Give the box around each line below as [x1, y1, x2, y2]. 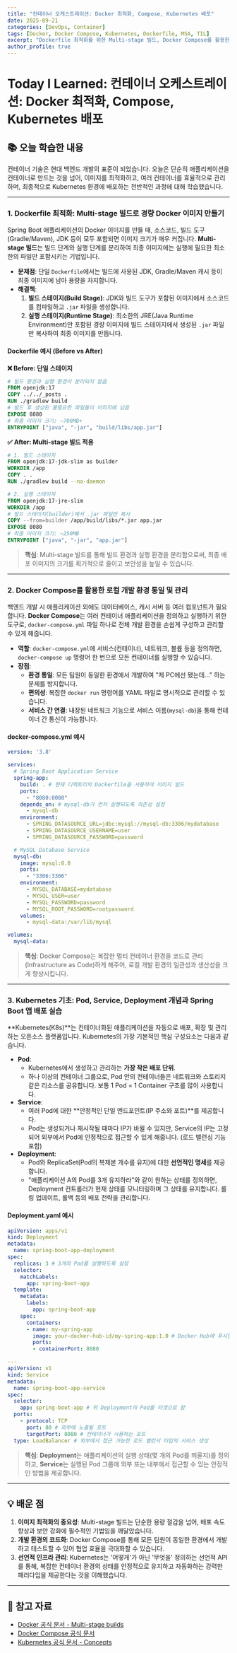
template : [13, 1286, 42, 1294]
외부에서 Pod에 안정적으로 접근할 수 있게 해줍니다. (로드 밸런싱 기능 [41, 1133, 226, 1142]
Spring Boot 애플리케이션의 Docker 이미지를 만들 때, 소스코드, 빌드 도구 [7, 226, 205, 234]
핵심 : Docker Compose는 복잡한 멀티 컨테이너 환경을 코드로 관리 [24, 952, 203, 960]
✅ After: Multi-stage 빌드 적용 [7, 438, 94, 446]
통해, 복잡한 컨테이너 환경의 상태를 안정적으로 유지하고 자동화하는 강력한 [25, 1562, 224, 1570]
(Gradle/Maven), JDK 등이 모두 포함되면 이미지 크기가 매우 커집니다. [7, 235, 196, 243]
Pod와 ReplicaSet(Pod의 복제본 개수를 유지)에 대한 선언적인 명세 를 [28, 1158, 213, 1167]
